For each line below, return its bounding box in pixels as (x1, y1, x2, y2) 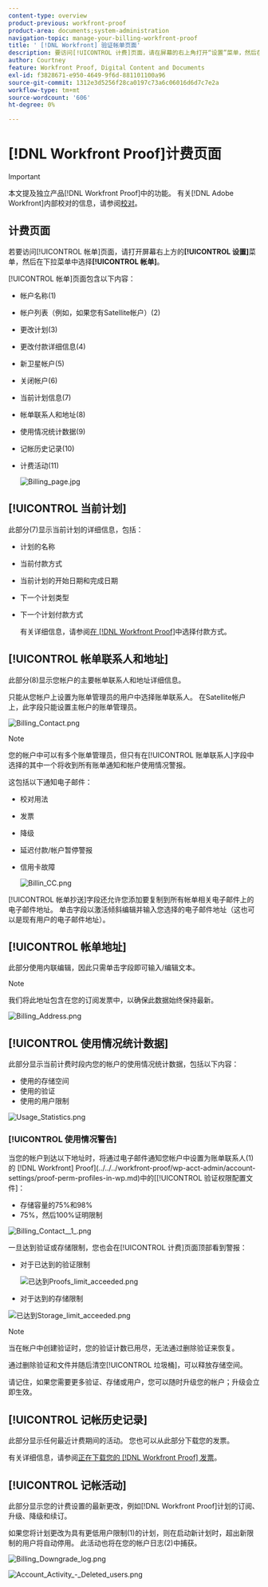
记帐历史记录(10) (19, 443, 75, 453)
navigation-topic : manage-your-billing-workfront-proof (8, 34, 198, 42)
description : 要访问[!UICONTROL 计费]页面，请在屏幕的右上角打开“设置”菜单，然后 (8, 49, 257, 57)
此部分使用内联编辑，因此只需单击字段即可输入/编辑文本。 (8, 963, 200, 973)
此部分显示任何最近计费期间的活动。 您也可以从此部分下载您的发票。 (8, 1436, 234, 1445)
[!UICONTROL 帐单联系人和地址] (8, 653, 169, 666)
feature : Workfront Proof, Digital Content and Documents (8, 64, 205, 72)
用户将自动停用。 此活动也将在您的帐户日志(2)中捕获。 (22, 1538, 202, 1548)
